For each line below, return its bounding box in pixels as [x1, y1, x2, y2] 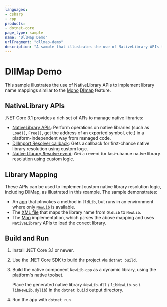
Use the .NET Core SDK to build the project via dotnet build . [12, 257, 137, 263]
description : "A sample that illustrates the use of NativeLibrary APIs [5, 44, 159, 49]
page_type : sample [5, 30, 43, 35]
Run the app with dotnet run [12, 297, 71, 302]
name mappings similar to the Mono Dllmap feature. [5, 87, 111, 93]
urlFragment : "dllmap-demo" [5, 40, 64, 45]
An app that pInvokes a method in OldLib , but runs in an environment [12, 199, 154, 205]
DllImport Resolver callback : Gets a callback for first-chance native [12, 140, 150, 147]
